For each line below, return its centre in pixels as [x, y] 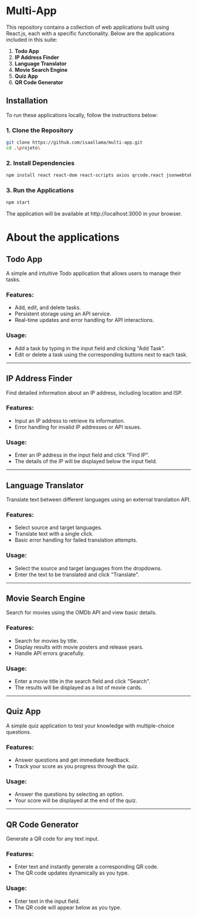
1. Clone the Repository [40, 130]
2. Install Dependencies [40, 163]
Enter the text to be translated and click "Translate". [77, 574]
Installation [27, 101]
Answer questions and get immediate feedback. [72, 760]
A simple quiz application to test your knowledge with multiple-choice [90, 726]
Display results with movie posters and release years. [79, 647]
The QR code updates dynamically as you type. [72, 873]
